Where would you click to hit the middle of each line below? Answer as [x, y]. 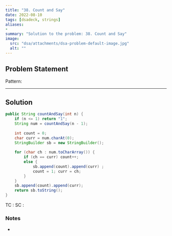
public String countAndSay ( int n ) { [44, 114]
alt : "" [18, 48]
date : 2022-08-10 [24, 15]
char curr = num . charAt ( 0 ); [44, 138]
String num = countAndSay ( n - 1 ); [51, 124]
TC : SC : [15, 205]
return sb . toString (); [39, 190]
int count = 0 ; [31, 133]
